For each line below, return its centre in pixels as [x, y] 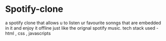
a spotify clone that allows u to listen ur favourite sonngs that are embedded [83, 23]
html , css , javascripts [28, 33]
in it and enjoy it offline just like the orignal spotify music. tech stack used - [82, 28]
